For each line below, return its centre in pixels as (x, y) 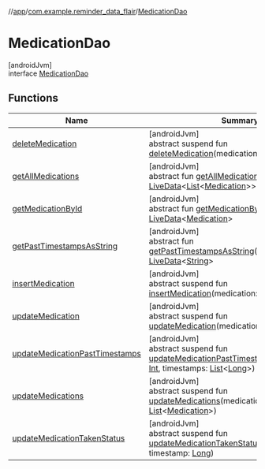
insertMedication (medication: (203, 293)
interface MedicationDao (49, 73)
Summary (240, 120)
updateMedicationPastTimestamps (77, 353)
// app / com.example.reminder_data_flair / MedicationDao (98, 11)
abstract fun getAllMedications (206, 176)
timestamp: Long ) (181, 452)
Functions (34, 98)
